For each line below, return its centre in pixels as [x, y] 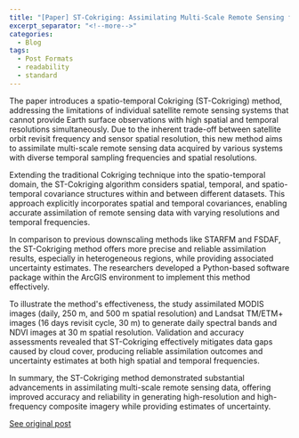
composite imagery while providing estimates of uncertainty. [160, 406]
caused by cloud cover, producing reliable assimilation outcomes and [136, 351]
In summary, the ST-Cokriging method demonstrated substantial [127, 377]
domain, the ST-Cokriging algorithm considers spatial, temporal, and [134, 184]
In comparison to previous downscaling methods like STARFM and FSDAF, [145, 239]
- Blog [29, 42]
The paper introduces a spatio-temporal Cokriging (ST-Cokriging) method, [146, 101]
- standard [37, 76]
